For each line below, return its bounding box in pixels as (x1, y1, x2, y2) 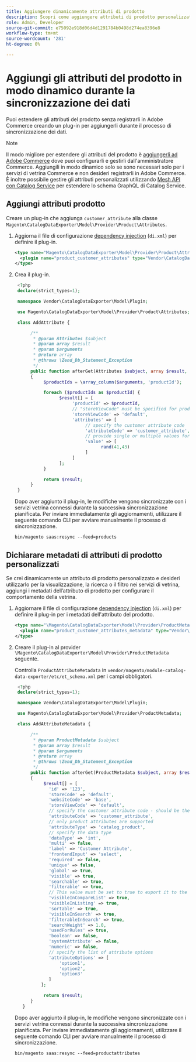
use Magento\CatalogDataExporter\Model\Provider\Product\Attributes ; (17, 309, 190, 315)
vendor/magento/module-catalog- (107, 667, 187, 673)
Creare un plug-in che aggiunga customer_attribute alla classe (6, 214, 158, 221)
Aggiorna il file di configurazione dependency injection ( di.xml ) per (14, 232, 177, 239)
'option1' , (59, 960, 86, 966)
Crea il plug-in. (14, 271, 51, 278)
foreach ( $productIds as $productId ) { (43, 390, 141, 396)
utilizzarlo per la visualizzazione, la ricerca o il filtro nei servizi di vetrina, (6, 581, 180, 588)
